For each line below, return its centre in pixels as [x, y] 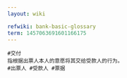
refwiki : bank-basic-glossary [52, 26]
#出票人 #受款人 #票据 [36, 69]
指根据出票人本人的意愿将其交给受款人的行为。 [65, 61]
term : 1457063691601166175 [47, 33]
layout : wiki [26, 14]
